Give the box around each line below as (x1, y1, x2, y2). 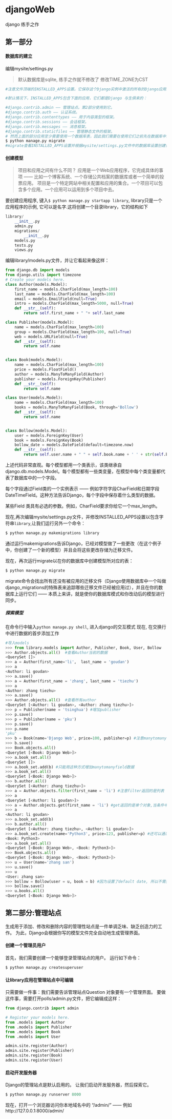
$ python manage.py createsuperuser (5, 965, 83, 970)
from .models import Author (5, 1019, 66, 1025)
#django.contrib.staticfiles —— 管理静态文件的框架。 (5, 129, 115, 134)
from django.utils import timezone (5, 272, 81, 278)
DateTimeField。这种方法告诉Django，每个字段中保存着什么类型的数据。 (5, 492, 158, 498)
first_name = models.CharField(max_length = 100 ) (14, 286, 118, 292)
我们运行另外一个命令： (36, 520, 86, 526)
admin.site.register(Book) (5, 1053, 63, 1058)
